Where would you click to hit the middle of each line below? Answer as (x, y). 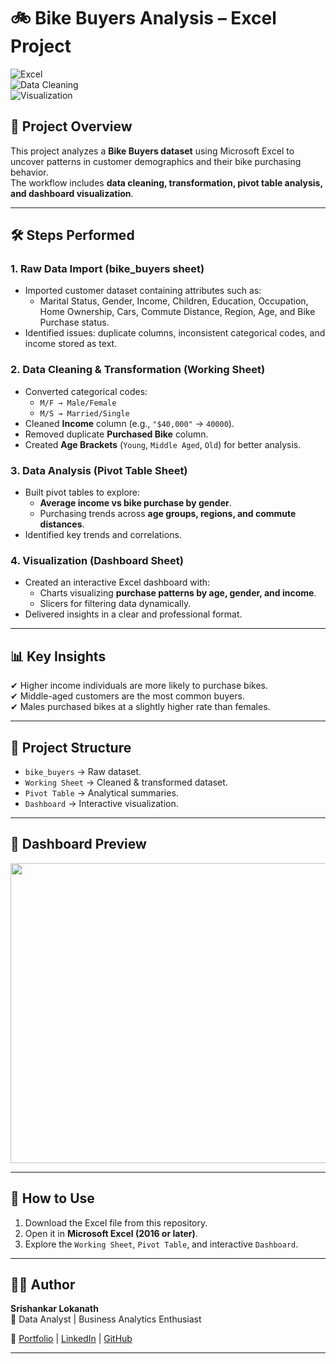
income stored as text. (71, 344)
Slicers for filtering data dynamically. (115, 604)
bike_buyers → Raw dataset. (83, 771)
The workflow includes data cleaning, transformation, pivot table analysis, (166, 182)
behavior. (29, 172)
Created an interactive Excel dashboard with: (117, 582)
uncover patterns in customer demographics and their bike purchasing (156, 161)
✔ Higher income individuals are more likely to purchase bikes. (139, 686)
